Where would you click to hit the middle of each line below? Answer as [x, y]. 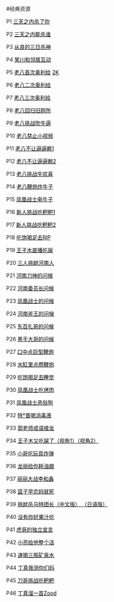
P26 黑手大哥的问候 [30, 339]
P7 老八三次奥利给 [28, 98]
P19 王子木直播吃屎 [30, 250]
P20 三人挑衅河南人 [30, 263]
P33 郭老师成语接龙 [30, 428]
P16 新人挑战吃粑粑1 [31, 212]
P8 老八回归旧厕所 [29, 110]
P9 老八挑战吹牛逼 [29, 123]
